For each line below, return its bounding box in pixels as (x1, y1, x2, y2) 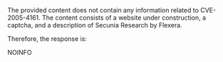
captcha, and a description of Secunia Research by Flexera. (7, 21, 183, 29)
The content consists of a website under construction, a (41, 13, 207, 22)
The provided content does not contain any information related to (7, 6, 199, 14)
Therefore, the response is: (7, 35, 88, 43)
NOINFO (7, 49, 32, 56)
